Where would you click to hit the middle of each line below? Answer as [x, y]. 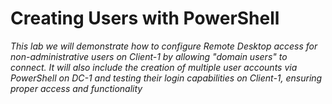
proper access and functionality [76, 88]
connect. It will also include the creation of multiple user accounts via [154, 67]
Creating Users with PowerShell [145, 18]
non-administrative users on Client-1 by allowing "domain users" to [149, 56]
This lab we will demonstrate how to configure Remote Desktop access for [164, 46]
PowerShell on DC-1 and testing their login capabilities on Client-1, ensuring [166, 78]
